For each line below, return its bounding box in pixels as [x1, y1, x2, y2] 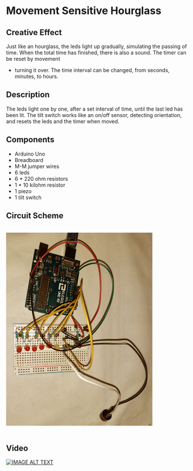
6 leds [14, 169, 30, 176]
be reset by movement [6, 56, 60, 62]
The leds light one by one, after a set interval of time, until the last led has [6, 105, 183, 112]
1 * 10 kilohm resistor [14, 181, 66, 188]
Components [6, 135, 54, 145]
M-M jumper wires [14, 163, 60, 170]
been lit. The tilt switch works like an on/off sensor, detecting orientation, [6, 111, 182, 118]
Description [6, 90, 50, 100]
